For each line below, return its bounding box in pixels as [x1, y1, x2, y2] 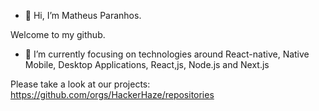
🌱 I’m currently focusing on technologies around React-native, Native [24, 48, 310, 60]
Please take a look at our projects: [10, 78, 151, 90]
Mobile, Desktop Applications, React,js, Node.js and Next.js [24, 59, 270, 70]
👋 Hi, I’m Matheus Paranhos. [24, 10, 142, 21]
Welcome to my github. [10, 29, 106, 40]
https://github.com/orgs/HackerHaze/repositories [10, 89, 215, 100]
